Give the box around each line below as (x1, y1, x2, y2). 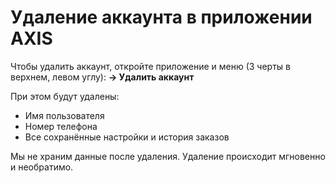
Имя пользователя (24, 109, 105, 121)
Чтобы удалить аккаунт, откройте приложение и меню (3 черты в (10, 60, 292, 72)
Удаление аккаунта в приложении (10, 6, 313, 29)
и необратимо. (10, 161, 74, 173)
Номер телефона (24, 120, 98, 132)
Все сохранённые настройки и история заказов (24, 131, 230, 143)
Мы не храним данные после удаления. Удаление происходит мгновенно (10, 150, 326, 162)
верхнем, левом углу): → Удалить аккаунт (10, 71, 195, 83)
